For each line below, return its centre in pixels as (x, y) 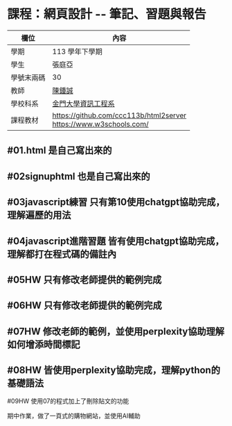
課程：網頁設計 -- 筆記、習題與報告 (107, 14)
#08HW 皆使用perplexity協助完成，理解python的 (114, 370)
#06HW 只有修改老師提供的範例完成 (84, 305)
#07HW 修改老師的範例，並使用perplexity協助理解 (116, 331)
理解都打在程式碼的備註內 (62, 254)
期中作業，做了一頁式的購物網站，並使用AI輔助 (74, 416)
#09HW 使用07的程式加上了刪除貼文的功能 (68, 401)
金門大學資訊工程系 (84, 104)
